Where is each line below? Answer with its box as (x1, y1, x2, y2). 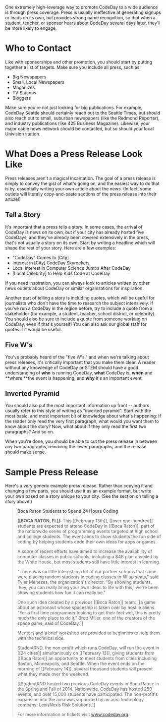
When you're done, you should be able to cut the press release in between (5, 438, 158, 444)
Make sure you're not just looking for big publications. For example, (5, 104, 143, 111)
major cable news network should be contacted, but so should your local (5, 125, 154, 131)
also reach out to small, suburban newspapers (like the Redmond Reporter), (5, 115, 160, 121)
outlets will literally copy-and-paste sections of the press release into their (5, 191, 157, 197)
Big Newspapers (12, 74, 47, 80)
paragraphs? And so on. (5, 429, 55, 435)
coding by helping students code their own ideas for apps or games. (17, 539, 157, 545)
